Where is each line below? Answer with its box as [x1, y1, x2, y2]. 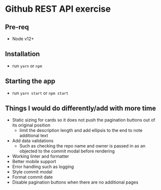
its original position [12, 122, 50, 128]
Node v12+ [12, 36, 34, 42]
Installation [5, 50, 40, 58]
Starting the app [5, 77, 56, 85]
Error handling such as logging [12, 164, 74, 169]
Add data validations [12, 138, 54, 144]
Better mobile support [12, 159, 56, 165]
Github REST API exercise [5, 3, 111, 15]
